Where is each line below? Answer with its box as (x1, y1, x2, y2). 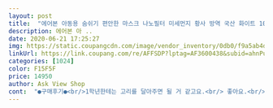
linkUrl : (8, 50, 38, 58)
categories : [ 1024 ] (8, 58, 75, 66)
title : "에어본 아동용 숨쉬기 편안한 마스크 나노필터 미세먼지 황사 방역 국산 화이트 (8, 19, 256, 28)
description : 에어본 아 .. (8, 27, 93, 35)
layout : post (8, 11, 53, 20)
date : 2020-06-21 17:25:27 (8, 34, 100, 43)
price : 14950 (8, 72, 53, 80)
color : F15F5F (8, 65, 57, 73)
